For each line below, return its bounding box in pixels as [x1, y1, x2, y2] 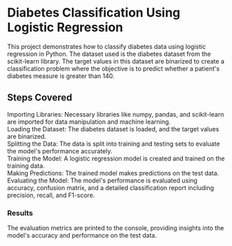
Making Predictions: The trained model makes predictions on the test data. [7, 169, 220, 177]
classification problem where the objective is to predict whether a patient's [7, 64, 220, 73]
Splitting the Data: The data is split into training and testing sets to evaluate [7, 140, 220, 148]
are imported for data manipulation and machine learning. [7, 117, 171, 126]
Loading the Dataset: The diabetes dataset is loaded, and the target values [7, 124, 220, 133]
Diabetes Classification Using [7, 5, 181, 21]
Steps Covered [7, 92, 72, 104]
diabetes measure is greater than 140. [7, 71, 115, 80]
